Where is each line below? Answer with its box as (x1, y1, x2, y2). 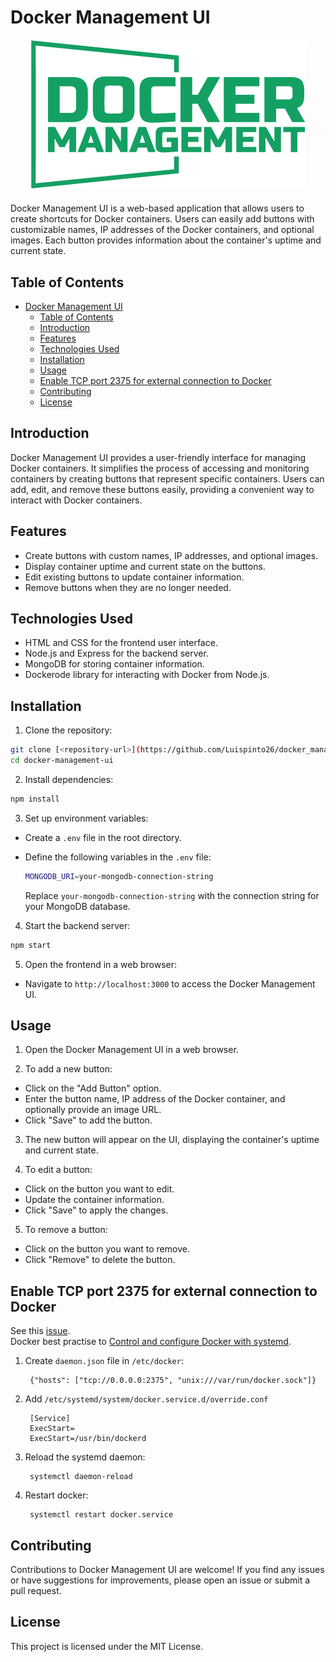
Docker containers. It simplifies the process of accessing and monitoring (10, 462, 310, 474)
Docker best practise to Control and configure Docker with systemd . (10, 1336, 292, 1348)
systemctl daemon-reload (29, 1472, 133, 1482)
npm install (10, 794, 60, 804)
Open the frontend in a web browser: (24, 958, 178, 970)
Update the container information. (24, 1194, 165, 1206)
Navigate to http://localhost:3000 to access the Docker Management (24, 977, 316, 990)
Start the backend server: (24, 919, 131, 931)
